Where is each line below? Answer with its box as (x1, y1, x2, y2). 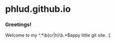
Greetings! (5, 21, 31, 28)
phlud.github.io (5, 3, 71, 15)
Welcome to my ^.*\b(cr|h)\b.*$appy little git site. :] (5, 32, 111, 38)
